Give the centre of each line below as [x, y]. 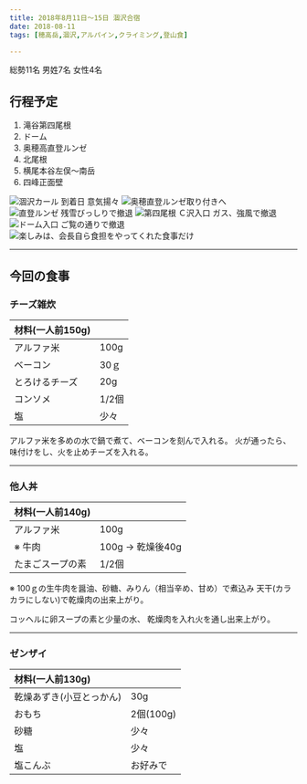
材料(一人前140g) [53, 512]
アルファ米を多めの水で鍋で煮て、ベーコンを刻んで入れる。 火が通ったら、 [150, 440]
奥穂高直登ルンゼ [55, 148]
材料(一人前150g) [53, 329]
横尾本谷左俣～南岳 [59, 171]
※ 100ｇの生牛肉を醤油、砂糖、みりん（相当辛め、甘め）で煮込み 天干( [143, 589]
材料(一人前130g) [53, 679]
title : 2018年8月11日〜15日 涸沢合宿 [75, 18]
